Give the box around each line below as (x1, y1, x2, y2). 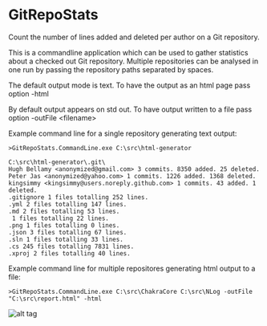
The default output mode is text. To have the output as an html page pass (8, 80, 251, 90)
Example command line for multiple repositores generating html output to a (8, 263, 256, 273)
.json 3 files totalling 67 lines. (8, 228, 127, 236)
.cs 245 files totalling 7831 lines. (8, 242, 135, 251)
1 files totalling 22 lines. (11, 214, 110, 222)
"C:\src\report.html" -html (8, 295, 103, 303)
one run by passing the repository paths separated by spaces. (8, 64, 214, 74)
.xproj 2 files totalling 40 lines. (8, 249, 131, 258)
